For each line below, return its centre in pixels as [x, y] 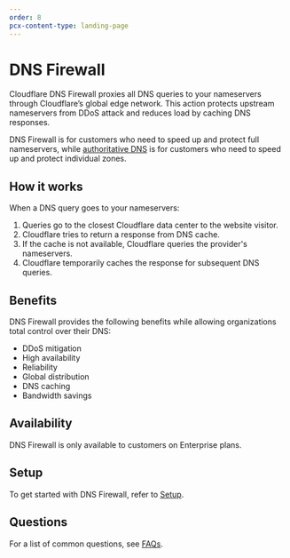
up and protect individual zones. [68, 159]
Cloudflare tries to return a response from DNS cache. [121, 235]
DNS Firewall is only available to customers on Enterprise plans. [125, 444]
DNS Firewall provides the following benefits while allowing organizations [143, 322]
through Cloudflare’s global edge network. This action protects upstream [142, 104]
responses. [30, 123]
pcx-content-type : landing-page [69, 26]
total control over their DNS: [60, 331]
